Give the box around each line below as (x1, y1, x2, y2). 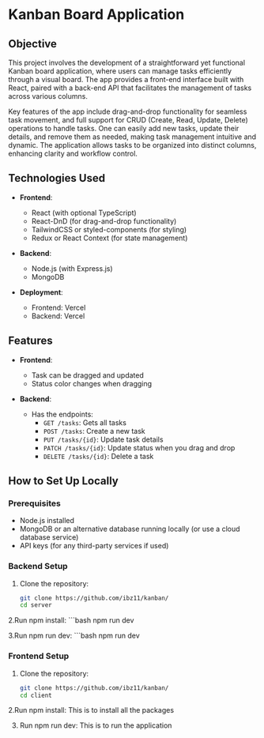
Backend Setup (8, 561, 69, 572)
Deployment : (19, 287, 63, 297)
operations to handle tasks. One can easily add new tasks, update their (8, 124, 239, 133)
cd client (19, 691, 53, 699)
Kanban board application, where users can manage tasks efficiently (8, 66, 232, 76)
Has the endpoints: (31, 409, 93, 419)
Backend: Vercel (31, 311, 85, 321)
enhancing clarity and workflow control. (8, 149, 138, 158)
